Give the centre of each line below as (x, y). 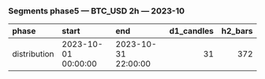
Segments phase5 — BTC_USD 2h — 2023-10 (97, 11)
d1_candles (192, 31)
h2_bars (237, 31)
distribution (33, 54)
